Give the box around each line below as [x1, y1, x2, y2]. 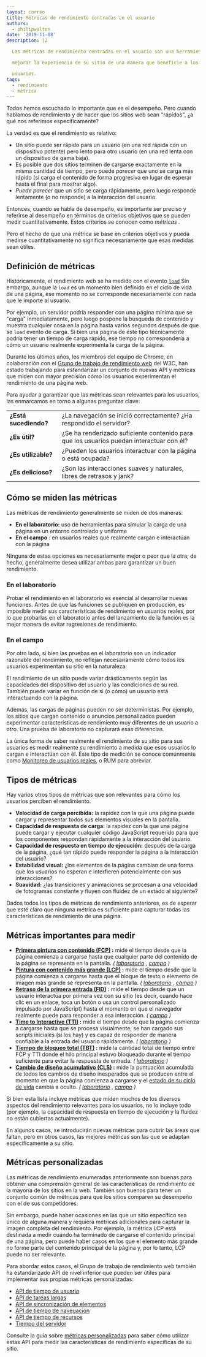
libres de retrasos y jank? [61, 472, 134, 481]
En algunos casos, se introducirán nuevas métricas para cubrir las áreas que [6, 1127, 200, 1134]
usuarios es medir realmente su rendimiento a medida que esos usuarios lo [6, 744, 196, 751]
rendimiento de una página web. [6, 379, 88, 387]
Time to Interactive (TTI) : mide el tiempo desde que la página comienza [15, 1018, 199, 1025]
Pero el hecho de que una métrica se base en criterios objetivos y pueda [6, 230, 190, 238]
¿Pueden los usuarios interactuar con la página [61, 447, 197, 455]
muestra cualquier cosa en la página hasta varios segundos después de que [6, 322, 199, 329]
